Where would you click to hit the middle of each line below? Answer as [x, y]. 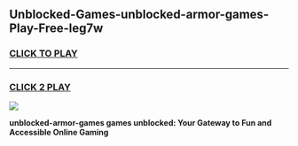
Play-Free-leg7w [56, 29]
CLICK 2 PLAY [40, 87]
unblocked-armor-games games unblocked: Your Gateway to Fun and [141, 122]
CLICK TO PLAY [43, 54]
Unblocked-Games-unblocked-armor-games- [139, 15]
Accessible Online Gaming [59, 132]
